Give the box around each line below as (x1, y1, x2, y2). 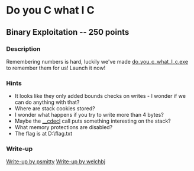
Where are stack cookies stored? (14, 105, 96, 112)
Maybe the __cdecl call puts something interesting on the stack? (14, 117, 172, 124)
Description (6, 45, 41, 53)
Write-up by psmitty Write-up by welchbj (6, 158, 105, 165)
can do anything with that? (14, 98, 80, 106)
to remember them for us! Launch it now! (6, 64, 106, 71)
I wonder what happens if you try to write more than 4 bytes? (14, 111, 164, 119)
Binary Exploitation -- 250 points (6, 27, 130, 37)
